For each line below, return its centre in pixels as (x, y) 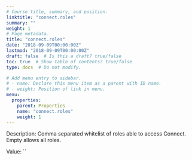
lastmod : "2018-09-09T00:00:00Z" (48, 51)
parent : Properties (41, 106)
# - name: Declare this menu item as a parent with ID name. (84, 84)
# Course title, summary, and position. (57, 12)
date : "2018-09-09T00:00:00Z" (44, 45)
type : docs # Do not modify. (44, 67)
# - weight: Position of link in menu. (56, 89)
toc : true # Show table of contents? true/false (69, 61)
